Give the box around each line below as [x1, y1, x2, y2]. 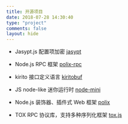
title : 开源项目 [6, 8, 43, 15]
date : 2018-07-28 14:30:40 [6, 14, 74, 20]
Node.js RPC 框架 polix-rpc [14, 61, 82, 68]
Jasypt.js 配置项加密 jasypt [14, 48, 82, 55]
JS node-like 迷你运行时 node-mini [14, 86, 100, 93]
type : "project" [6, 20, 47, 26]
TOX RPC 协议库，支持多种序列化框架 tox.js [14, 111, 123, 119]
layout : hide [6, 31, 39, 37]
